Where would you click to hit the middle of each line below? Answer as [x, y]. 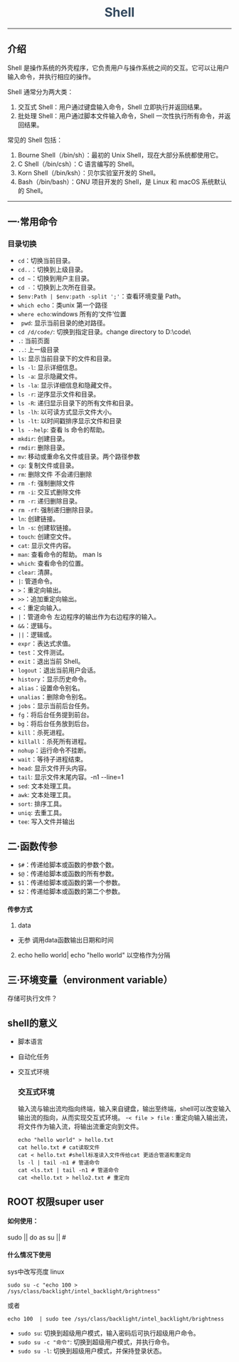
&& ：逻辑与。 [37, 626]
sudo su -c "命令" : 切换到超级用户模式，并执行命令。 [95, 1342]
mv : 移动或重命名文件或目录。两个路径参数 [79, 457]
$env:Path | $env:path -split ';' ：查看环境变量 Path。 [101, 296]
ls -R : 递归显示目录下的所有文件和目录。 [77, 403]
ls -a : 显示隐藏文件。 [49, 376]
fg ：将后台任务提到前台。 [55, 715]
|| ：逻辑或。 [37, 635]
